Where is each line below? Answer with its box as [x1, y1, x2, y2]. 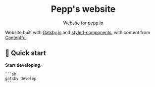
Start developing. [5, 62, 42, 68]
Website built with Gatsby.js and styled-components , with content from [5, 29, 150, 35]
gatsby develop [5, 76, 37, 81]
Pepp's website [51, 3, 116, 15]
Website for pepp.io [63, 20, 103, 26]
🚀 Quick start [5, 49, 46, 57]
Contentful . [5, 35, 28, 41]
